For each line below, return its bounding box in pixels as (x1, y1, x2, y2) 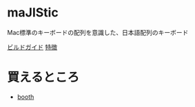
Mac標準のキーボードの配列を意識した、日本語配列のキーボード (7, 28, 189, 36)
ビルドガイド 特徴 (7, 43, 57, 51)
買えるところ (7, 70, 80, 85)
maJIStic (7, 5, 59, 21)
